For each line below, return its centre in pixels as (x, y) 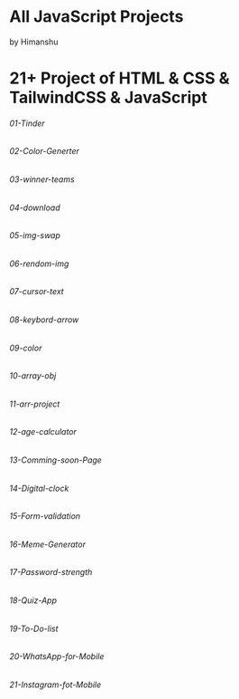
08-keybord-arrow (44, 320)
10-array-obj (33, 376)
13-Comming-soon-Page (55, 460)
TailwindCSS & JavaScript (108, 98)
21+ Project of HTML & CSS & (119, 78)
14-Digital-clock (39, 488)
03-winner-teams (42, 179)
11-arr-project (35, 404)
